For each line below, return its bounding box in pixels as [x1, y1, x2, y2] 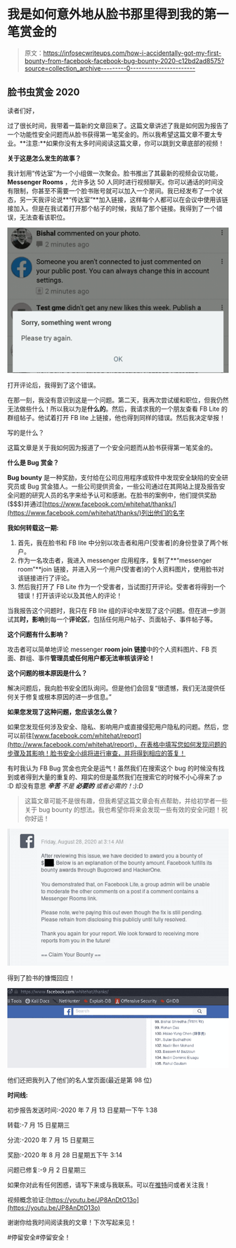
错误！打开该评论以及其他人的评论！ [17, 591, 123, 600]
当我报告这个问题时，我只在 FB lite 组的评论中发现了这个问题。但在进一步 [7, 606, 220, 614]
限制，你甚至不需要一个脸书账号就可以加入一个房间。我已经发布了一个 [13, 186, 216, 194]
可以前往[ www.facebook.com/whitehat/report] [7, 731, 142, 740]
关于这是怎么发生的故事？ [7, 154, 81, 162]
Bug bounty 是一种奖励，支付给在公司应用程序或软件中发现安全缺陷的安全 [7, 473, 223, 481]
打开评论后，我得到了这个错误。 [7, 381, 100, 389]
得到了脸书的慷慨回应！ [7, 973, 75, 982]
